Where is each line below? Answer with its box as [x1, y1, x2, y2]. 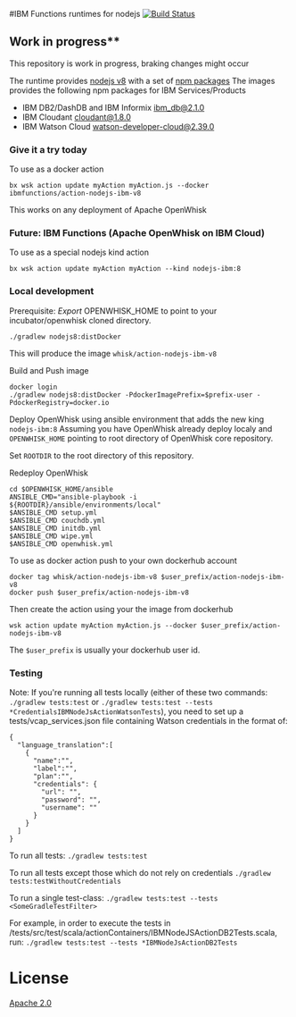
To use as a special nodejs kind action [9, 247, 150, 258]
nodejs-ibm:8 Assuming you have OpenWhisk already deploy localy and [9, 423, 273, 433]
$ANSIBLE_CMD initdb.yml [9, 524, 102, 533]
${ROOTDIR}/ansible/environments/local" [9, 500, 162, 509]
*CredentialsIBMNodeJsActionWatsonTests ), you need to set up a [9, 706, 243, 717]
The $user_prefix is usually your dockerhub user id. [9, 644, 201, 655]
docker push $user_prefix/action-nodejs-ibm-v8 [9, 588, 190, 597]
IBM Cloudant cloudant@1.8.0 [21, 112, 131, 122]
